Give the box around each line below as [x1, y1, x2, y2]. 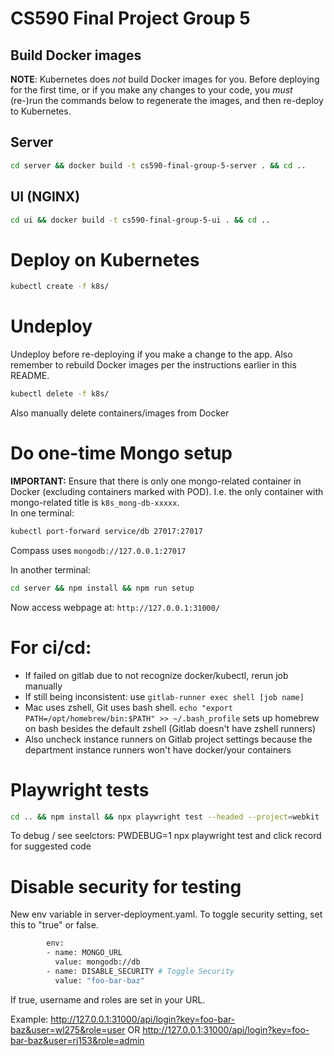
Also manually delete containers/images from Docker [10, 407, 230, 419]
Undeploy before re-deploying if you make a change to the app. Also [10, 348, 293, 361]
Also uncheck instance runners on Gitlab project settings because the [24, 733, 313, 745]
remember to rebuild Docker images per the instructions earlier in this [10, 359, 297, 371]
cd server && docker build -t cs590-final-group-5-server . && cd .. [10, 160, 307, 171]
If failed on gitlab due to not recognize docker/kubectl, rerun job [24, 669, 289, 681]
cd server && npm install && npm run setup [10, 583, 195, 593]
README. [10, 370, 50, 382]
